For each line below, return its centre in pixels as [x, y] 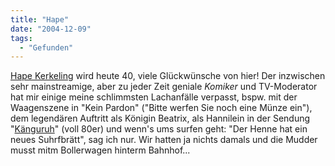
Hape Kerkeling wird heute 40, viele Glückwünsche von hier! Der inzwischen [168, 76]
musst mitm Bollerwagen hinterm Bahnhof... [100, 150]
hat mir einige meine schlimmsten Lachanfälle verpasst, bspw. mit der [154, 97]
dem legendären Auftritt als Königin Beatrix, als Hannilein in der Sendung [160, 118]
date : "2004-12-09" [51, 29]
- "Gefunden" [46, 47]
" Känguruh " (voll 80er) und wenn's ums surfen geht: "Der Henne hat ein [159, 129]
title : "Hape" [40, 19]
